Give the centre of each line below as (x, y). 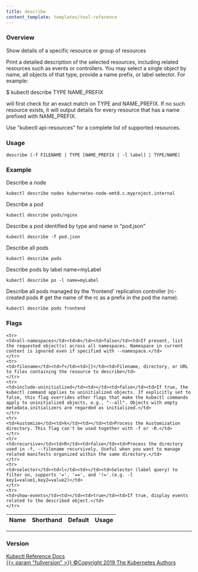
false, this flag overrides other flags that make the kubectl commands (97, 397)
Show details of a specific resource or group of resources (76, 50)
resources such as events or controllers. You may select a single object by (96, 68)
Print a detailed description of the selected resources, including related (92, 62)
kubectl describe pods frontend (46, 308)
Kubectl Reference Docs (36, 556)
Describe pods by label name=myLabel (54, 269)
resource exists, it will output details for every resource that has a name (93, 110)
